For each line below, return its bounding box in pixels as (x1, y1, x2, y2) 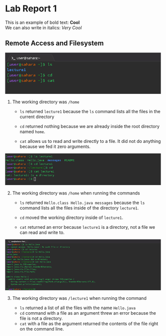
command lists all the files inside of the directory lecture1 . (19, 205, 139, 211)
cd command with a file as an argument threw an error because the (19, 310, 157, 316)
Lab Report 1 (5, 3, 57, 14)
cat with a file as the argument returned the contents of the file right (19, 321, 159, 327)
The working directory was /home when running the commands (12, 190, 140, 196)
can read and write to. (19, 229, 65, 236)
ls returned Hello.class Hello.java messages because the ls (19, 200, 145, 206)
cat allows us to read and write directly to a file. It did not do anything (19, 138, 161, 144)
